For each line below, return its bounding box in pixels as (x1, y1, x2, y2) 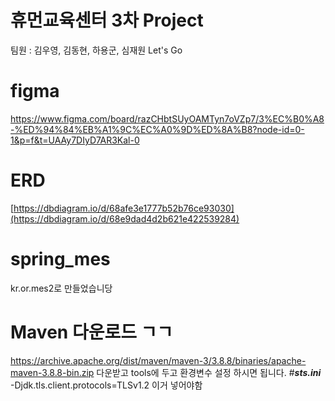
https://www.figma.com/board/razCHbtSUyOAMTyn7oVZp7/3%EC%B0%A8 (10, 112, 325, 125)
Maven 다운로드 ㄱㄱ (10, 321, 174, 343)
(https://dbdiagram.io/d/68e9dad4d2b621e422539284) (10, 212, 240, 225)
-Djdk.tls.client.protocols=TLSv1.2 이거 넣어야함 (10, 379, 203, 391)
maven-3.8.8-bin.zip (10, 366, 95, 378)
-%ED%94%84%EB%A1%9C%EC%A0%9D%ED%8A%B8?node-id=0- (10, 123, 305, 135)
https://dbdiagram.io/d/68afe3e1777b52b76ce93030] (13, 202, 235, 214)
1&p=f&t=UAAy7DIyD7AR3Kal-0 (10, 134, 140, 146)
